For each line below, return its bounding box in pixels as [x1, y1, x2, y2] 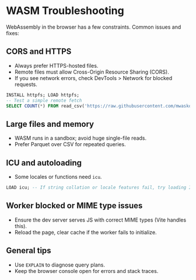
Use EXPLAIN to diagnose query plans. [14, 261, 105, 268]
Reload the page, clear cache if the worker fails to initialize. [14, 229, 157, 236]
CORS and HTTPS [6, 47, 72, 57]
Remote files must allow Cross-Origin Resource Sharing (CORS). [14, 68, 169, 75]
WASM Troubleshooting [6, 4, 124, 18]
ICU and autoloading [6, 158, 82, 168]
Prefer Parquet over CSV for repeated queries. [14, 141, 127, 148]
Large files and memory [6, 119, 94, 129]
